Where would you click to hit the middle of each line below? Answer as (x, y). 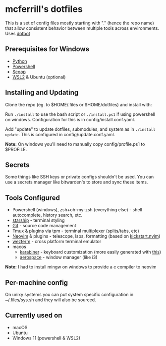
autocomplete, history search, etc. (47, 215)
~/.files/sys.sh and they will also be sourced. (51, 300)
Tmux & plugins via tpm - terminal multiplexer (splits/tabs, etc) (76, 231)
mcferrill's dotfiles (44, 9)
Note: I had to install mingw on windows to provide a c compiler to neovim (81, 267)
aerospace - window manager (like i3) (58, 258)
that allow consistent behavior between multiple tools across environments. (82, 28)
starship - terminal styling (38, 220)
